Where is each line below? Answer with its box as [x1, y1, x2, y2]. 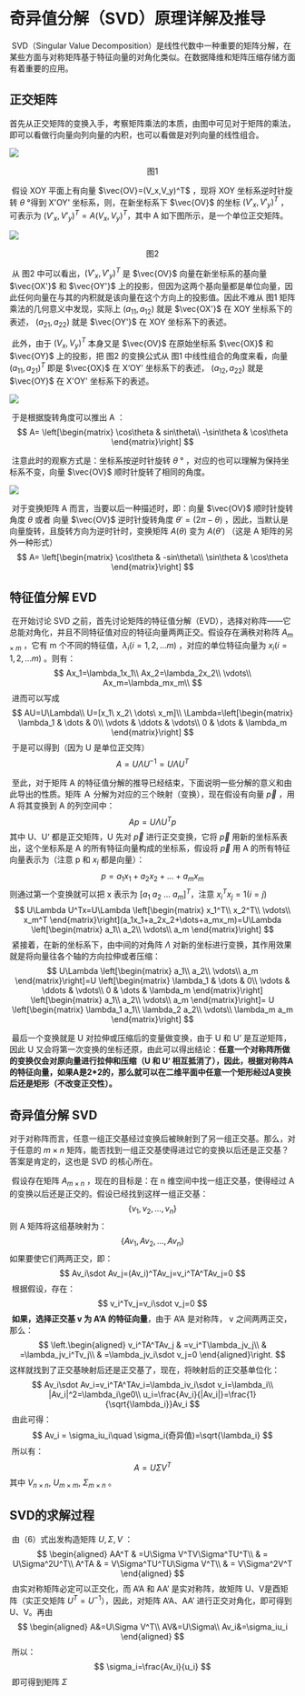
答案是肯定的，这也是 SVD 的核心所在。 [9, 1156, 158, 1167]
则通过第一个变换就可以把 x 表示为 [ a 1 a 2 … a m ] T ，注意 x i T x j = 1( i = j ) [9, 887, 268, 901]
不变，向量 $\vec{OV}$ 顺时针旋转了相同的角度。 [25, 466, 211, 477]
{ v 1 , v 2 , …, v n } [128, 1202, 177, 1216]
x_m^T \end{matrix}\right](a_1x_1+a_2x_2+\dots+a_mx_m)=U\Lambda [23, 915, 282, 926]
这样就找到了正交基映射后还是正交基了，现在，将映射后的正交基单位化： [9, 1364, 280, 1375]
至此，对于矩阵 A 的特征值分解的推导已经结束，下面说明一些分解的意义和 [11, 777, 284, 788]
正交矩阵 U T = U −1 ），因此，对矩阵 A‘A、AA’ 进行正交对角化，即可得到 [33, 1593, 292, 1606]
